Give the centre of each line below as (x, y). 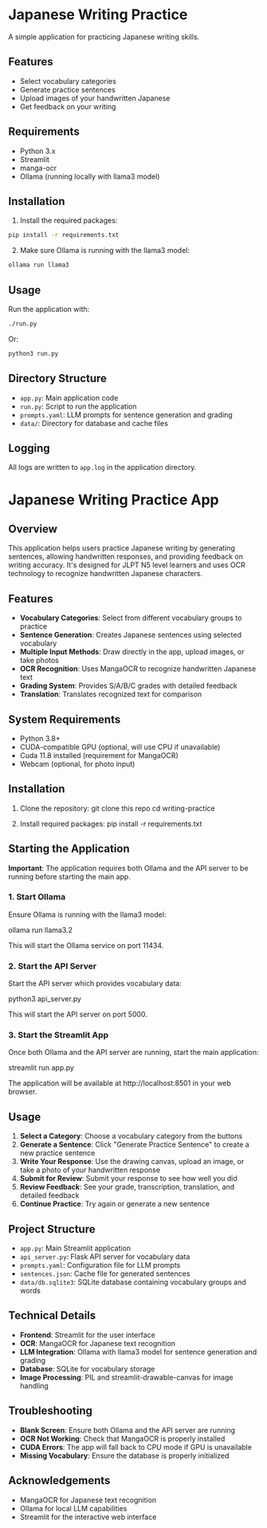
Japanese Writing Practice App (114, 499)
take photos (39, 661)
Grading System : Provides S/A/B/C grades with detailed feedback (128, 686)
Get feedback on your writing (68, 106)
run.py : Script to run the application (78, 406)
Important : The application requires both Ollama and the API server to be (128, 868)
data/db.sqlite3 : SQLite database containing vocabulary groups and (133, 1282)
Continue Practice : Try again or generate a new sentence (115, 1204)
